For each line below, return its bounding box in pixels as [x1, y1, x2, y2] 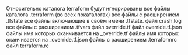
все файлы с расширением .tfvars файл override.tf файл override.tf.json [6, 23, 182, 30]
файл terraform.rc [6, 42, 50, 49]
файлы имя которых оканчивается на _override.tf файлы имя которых [6, 30, 179, 37]
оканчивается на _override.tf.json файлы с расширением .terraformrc [6, 36, 177, 43]
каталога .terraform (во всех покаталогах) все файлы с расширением [6, 11, 179, 18]
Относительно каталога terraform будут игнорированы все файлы [6, 5, 170, 12]
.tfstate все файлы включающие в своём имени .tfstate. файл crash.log [6, 18, 182, 24]
